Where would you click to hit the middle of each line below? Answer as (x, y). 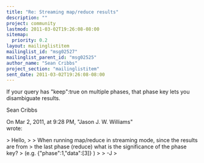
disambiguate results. (34, 98)
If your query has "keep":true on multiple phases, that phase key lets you (98, 92)
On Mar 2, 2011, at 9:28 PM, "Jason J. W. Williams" (70, 122)
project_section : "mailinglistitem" (53, 69)
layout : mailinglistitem (38, 46)
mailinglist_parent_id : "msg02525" (52, 57)
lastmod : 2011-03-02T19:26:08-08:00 (53, 29)
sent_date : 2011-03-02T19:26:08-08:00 (56, 74)
